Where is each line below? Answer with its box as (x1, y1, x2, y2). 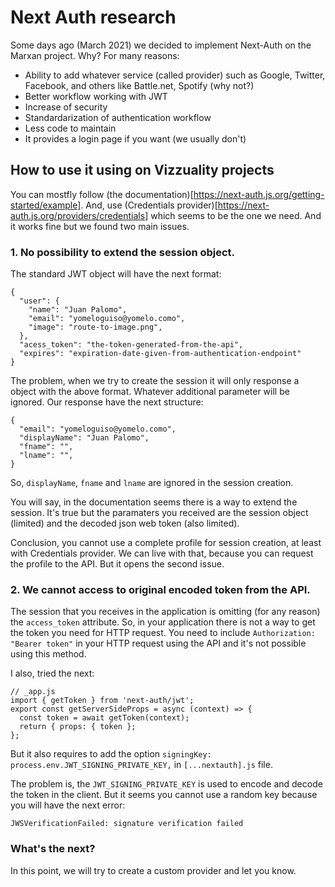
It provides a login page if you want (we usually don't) (24, 132, 247, 145)
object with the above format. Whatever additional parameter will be (10, 386, 290, 398)
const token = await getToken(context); (19, 713, 190, 723)
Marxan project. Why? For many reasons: (10, 49, 180, 61)
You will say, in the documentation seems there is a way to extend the (10, 496, 298, 508)
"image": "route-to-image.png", (28, 322, 163, 333)
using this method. (10, 648, 87, 660)
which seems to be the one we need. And (150, 209, 322, 221)
